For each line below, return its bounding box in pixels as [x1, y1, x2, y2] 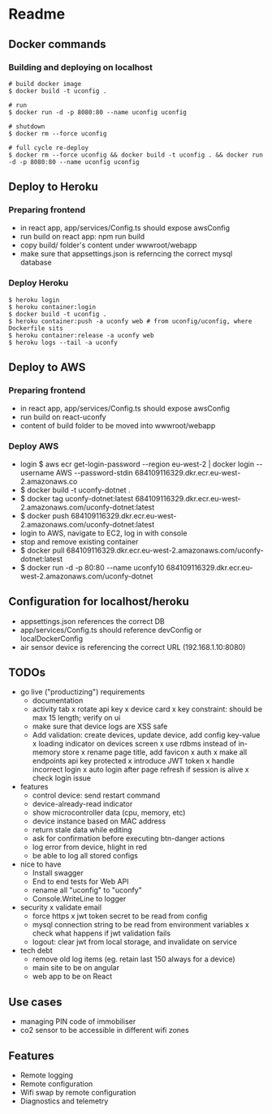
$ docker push [19, 510, 69, 520]
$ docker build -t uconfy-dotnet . [19, 484, 131, 495]
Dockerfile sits [8, 324, 63, 333]
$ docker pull [19, 545, 65, 555]
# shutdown [8, 123, 45, 131]
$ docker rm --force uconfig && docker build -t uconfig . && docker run [8, 151, 264, 159]
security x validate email [19, 902, 102, 913]
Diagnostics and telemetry [19, 1096, 109, 1106]
